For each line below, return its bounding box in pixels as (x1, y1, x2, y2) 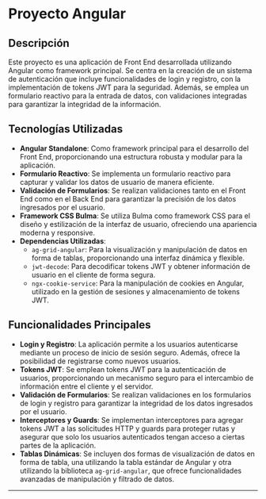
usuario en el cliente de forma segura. (31, 270, 156, 279)
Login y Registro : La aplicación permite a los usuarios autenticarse (19, 339, 238, 349)
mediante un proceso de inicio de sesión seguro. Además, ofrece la (19, 347, 241, 357)
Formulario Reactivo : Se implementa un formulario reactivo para (19, 168, 231, 178)
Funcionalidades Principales (8, 318, 151, 332)
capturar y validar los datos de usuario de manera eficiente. (19, 177, 215, 186)
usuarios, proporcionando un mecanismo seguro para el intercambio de (19, 373, 254, 382)
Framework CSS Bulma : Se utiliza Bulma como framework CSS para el (19, 211, 251, 221)
